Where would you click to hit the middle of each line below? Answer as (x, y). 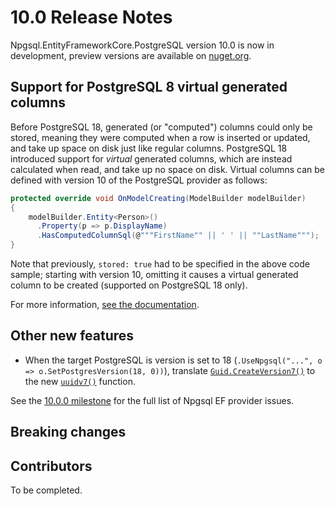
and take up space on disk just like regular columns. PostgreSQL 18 (149, 148)
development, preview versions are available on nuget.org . (131, 55)
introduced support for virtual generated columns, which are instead (151, 158)
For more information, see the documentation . (105, 304)
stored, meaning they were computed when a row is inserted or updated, (160, 137)
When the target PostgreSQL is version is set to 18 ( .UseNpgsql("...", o (173, 360)
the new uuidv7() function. (80, 381)
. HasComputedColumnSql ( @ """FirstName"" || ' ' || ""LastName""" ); (178, 236)
